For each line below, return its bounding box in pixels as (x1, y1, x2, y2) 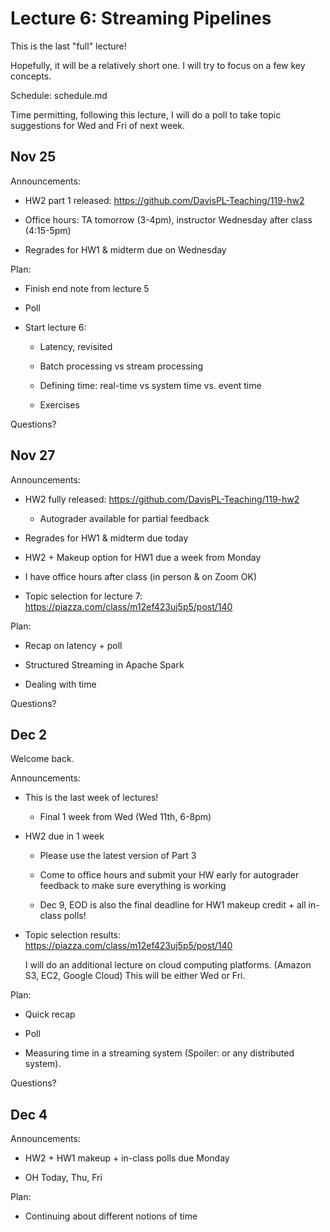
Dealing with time (24, 678, 97, 690)
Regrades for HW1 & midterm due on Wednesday (24, 243, 227, 256)
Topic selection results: (24, 929, 122, 941)
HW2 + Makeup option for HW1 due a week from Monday (24, 551, 262, 563)
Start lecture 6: (24, 321, 87, 333)
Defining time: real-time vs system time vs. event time (39, 379, 262, 391)
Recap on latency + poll (24, 639, 123, 651)
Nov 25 (10, 148, 57, 166)
